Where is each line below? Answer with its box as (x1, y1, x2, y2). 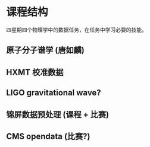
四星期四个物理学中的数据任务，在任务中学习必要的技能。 (6, 26, 147, 33)
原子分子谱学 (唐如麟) (6, 45, 85, 55)
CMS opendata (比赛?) (6, 131, 90, 141)
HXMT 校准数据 (6, 67, 64, 77)
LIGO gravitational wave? (6, 88, 101, 98)
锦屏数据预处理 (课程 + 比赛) (6, 109, 110, 119)
